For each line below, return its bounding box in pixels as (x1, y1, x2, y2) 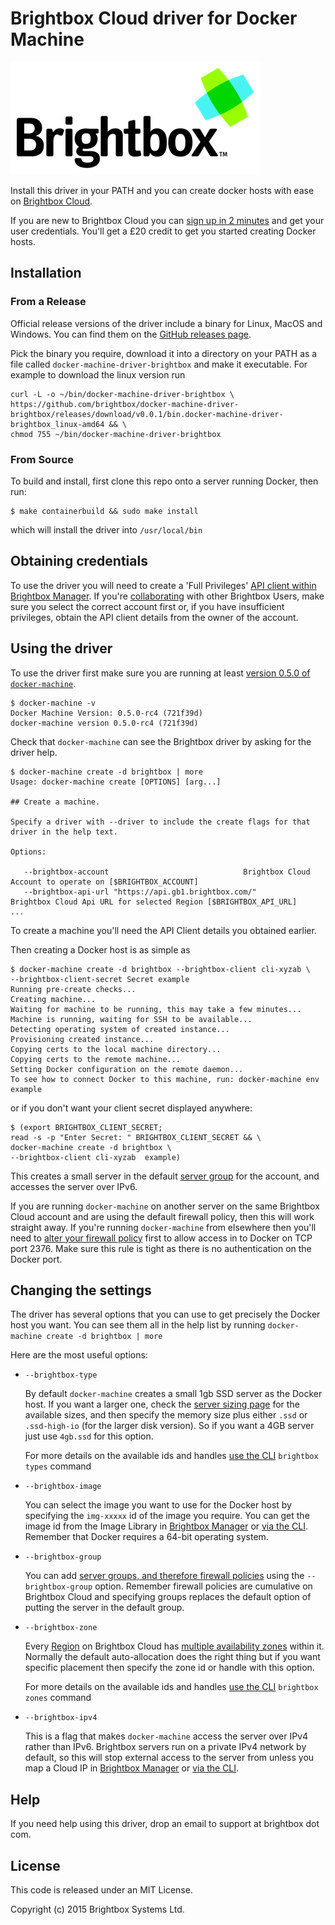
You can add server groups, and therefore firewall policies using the (24, 1570, 305, 1582)
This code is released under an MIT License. (10, 1883, 193, 1896)
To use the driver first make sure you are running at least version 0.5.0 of (10, 667, 311, 679)
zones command (24, 1692, 92, 1704)
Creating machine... (10, 994, 97, 1004)
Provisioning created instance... (10, 1034, 155, 1044)
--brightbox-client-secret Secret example (10, 974, 190, 984)
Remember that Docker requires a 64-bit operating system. (24, 1531, 269, 1543)
